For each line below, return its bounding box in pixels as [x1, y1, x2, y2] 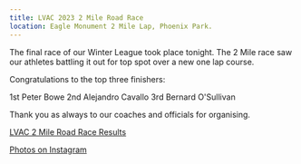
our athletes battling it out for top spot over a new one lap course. [9, 56, 255, 67]
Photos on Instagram [9, 144, 88, 155]
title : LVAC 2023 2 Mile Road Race [9, 13, 144, 23]
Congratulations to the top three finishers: [9, 73, 166, 84]
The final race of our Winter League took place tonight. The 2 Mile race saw [9, 46, 293, 57]
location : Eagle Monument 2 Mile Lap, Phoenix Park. [9, 22, 213, 31]
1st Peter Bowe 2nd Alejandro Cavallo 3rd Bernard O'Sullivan [9, 92, 236, 102]
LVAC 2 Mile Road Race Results [9, 126, 127, 137]
